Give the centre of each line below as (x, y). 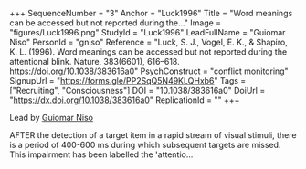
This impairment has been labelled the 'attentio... (101, 154)
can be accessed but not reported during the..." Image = (116, 23)
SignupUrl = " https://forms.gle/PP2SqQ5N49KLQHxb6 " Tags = (128, 80)
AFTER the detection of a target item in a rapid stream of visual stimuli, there (153, 135)
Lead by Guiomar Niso (52, 118)
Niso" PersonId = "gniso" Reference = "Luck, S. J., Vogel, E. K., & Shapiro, (148, 42)
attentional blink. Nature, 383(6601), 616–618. (95, 61)
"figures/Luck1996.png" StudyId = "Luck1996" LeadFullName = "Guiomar (148, 32)
